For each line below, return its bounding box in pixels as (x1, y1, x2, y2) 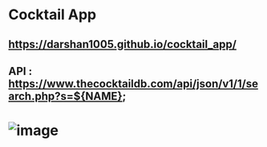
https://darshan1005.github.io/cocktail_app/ (8, 38, 237, 51)
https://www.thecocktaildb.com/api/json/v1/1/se (8, 77, 259, 90)
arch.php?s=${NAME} (8, 89, 123, 103)
